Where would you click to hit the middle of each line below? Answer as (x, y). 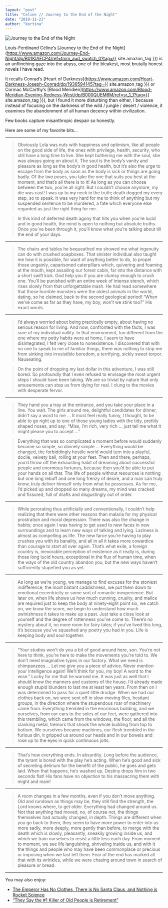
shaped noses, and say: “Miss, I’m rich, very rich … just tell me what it (89, 426)
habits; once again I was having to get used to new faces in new (83, 525)
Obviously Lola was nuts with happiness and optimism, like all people (88, 145)
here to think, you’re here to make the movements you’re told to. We (87, 655)
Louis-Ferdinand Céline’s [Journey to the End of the (58, 48)
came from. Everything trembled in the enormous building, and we (86, 709)
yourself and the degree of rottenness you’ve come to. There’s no (85, 619)
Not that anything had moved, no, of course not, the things (78, 812)
